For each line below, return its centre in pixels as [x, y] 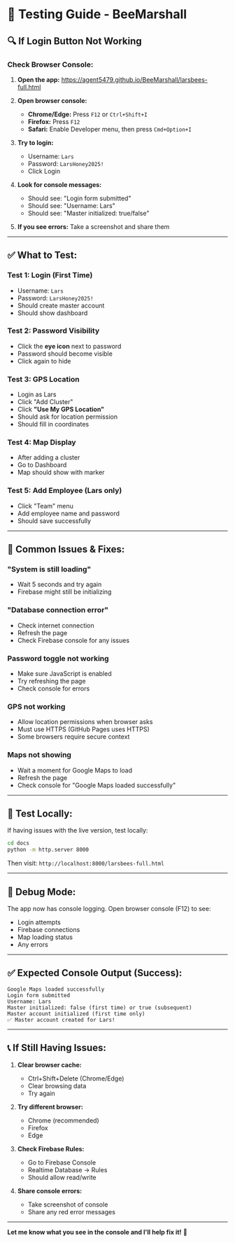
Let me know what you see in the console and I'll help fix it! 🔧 [97, 1232]
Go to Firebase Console [62, 1162]
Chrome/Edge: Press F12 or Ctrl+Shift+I [88, 114]
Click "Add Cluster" [45, 402]
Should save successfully [54, 520]
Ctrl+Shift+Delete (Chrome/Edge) [76, 1078]
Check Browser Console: [50, 64]
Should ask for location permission [67, 417]
